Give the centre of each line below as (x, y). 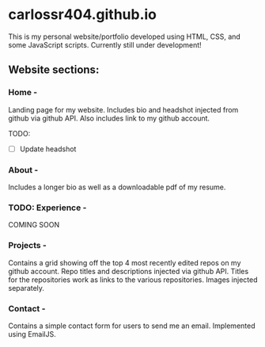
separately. (26, 288)
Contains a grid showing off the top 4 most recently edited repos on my (125, 262)
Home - (23, 93)
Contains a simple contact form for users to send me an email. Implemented (132, 326)
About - (23, 170)
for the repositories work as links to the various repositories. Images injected (133, 280)
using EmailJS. (32, 334)
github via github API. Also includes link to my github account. (109, 118)
